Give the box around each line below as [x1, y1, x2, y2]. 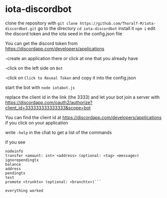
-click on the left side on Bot [5, 65, 63, 71]
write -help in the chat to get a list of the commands [5, 129, 112, 135]
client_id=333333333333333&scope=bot [5, 104, 91, 110]
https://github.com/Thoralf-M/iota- [79, 21, 156, 26]
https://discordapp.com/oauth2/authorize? [5, 99, 93, 105]
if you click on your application [5, 119, 68, 125]
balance [5, 161, 21, 167]
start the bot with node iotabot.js [5, 84, 75, 90]
